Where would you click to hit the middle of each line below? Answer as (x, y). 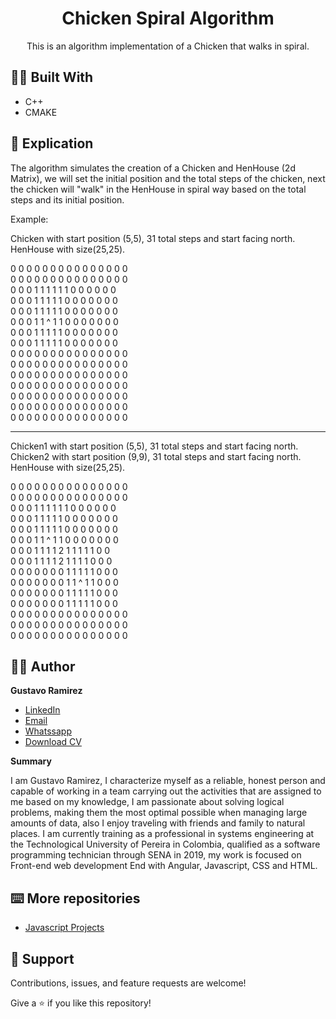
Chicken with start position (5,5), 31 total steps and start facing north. (153, 238)
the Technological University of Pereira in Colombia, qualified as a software (165, 844)
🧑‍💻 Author (43, 666)
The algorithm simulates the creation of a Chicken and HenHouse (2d (153, 168)
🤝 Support (42, 958)
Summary (31, 761)
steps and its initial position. (67, 199)
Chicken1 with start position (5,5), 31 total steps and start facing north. (154, 446)
